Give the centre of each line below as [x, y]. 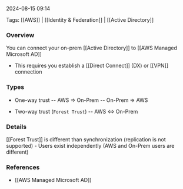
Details [16, 127]
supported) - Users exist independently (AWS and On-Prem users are [90, 145]
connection [28, 72]
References [23, 167]
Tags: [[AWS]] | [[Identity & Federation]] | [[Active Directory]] [80, 20]
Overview [20, 35]
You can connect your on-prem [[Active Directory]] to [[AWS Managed [92, 48]
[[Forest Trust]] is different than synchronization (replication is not [86, 139]
